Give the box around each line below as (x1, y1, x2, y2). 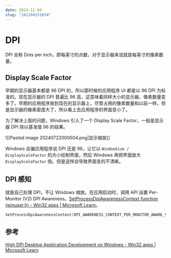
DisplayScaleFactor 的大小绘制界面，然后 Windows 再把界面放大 (5, 152, 141, 158)
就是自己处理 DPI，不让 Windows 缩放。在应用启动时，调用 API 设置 (5, 190, 148, 196)
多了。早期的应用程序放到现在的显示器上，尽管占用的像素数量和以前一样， (5, 100, 161, 106)
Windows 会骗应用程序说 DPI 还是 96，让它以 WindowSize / (5, 146, 129, 152)
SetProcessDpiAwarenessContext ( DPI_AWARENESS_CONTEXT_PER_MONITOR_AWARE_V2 (5, 213, 169, 218)
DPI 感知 (5, 175, 32, 183)
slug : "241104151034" (5, 12, 51, 17)
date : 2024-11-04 (5, 7, 42, 13)
